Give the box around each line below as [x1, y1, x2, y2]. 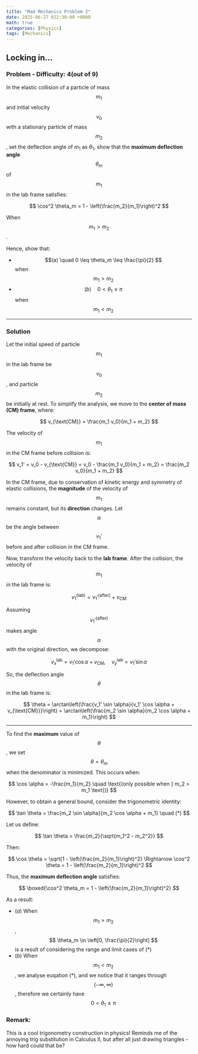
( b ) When [14, 952, 38, 959]
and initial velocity [6, 104, 50, 111]
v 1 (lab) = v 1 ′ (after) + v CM [71, 592, 127, 602]
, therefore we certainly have [14, 990, 85, 997]
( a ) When [14, 907, 38, 914]
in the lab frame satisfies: [6, 190, 68, 198]
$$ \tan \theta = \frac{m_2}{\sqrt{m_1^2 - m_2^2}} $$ [34, 832, 164, 839]
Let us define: [6, 820, 39, 828]
